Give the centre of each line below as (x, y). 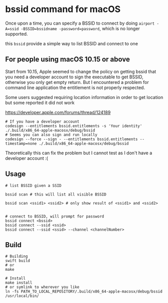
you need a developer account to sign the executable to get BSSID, (74, 77)
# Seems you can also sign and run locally (51, 135)
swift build (18, 261)
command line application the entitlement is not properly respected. (75, 87)
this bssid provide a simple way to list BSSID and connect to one (72, 43)
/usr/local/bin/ (22, 296)
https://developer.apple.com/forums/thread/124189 (58, 112)
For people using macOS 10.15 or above (68, 60)
